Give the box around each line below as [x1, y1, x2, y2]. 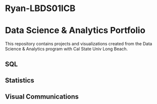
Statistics [5, 76, 35, 84]
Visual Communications [5, 92, 79, 101]
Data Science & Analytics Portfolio [5, 25, 146, 36]
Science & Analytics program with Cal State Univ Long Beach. [5, 46, 128, 52]
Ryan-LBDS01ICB [5, 3, 76, 14]
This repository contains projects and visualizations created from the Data [5, 41, 152, 47]
